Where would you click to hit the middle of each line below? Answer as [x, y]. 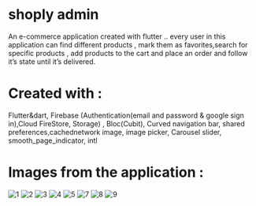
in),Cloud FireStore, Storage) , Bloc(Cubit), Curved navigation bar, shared [127, 123]
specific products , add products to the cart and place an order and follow [128, 53]
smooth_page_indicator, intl [53, 140]
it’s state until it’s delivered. [52, 62]
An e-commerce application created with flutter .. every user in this [117, 36]
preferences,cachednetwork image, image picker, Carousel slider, [115, 132]
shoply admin [54, 15]
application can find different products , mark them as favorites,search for [128, 44]
